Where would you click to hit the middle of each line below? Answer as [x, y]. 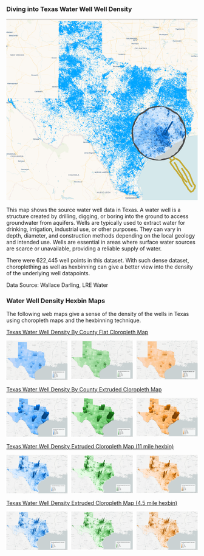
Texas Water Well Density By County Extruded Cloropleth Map [84, 389]
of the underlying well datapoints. [48, 273]
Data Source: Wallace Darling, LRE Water [57, 285]
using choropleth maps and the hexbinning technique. [74, 320]
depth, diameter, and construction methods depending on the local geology [101, 236]
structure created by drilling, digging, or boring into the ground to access [97, 216]
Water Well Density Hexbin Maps [56, 301]
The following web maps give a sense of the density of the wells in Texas [98, 314]
